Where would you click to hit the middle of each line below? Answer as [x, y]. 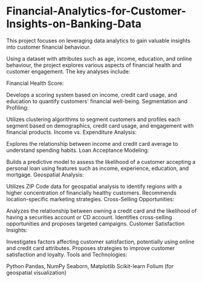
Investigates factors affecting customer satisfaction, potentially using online [101, 242]
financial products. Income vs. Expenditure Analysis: [72, 132]
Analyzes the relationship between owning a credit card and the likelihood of [101, 211]
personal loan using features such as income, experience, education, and [98, 168]
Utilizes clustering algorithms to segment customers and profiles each [94, 119]
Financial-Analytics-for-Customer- [96, 11]
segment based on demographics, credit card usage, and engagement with [100, 125]
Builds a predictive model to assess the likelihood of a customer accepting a [101, 161]
